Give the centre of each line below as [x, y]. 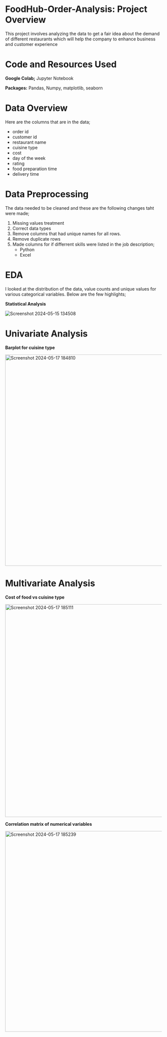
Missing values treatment [38, 223]
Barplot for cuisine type [30, 347]
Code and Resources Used [61, 65]
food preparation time [35, 169]
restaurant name [29, 142]
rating [18, 163]
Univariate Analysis [46, 334]
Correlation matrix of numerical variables [48, 824]
